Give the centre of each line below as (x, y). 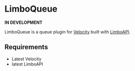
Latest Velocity (26, 59)
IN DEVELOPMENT (24, 22)
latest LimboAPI (27, 64)
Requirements (26, 47)
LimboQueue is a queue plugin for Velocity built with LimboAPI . (67, 32)
